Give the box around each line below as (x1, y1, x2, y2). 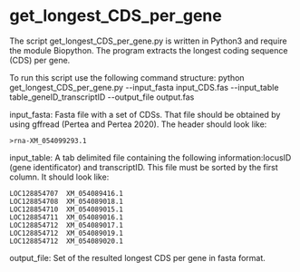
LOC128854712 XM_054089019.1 (9, 228, 124, 238)
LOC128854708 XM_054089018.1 (9, 197, 124, 206)
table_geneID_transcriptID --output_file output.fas (9, 92, 195, 102)
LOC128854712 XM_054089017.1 (9, 220, 124, 229)
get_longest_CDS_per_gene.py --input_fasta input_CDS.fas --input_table (9, 82, 279, 92)
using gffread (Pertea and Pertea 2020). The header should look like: (9, 119, 267, 130)
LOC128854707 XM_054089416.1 (9, 189, 124, 198)
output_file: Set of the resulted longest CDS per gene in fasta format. (9, 252, 266, 263)
